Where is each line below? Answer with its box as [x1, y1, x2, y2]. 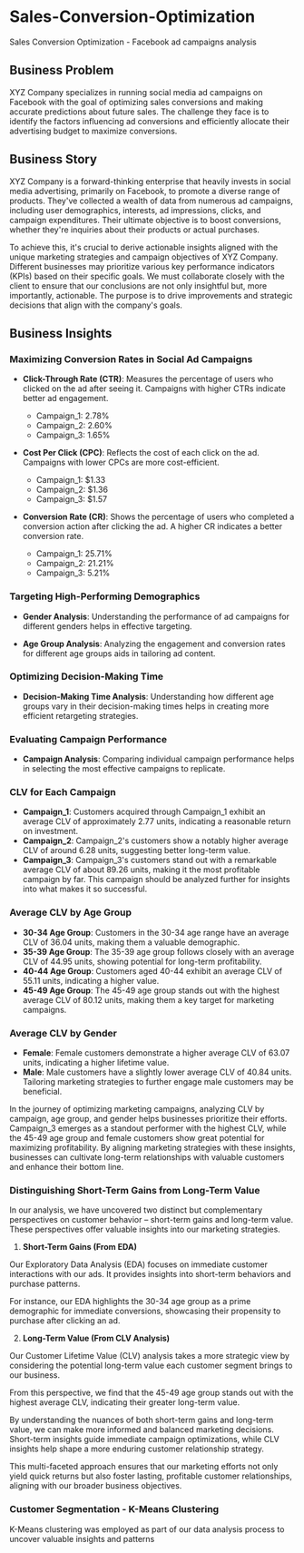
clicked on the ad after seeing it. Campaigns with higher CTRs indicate [22, 383, 286, 394]
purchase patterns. [9, 1278, 81, 1290]
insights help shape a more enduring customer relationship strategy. [9, 1443, 265, 1454]
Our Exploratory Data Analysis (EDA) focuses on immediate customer [9, 1259, 268, 1270]
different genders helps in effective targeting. [22, 620, 192, 632]
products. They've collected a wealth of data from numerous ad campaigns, [9, 195, 293, 206]
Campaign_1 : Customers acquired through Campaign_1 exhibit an [22, 806, 266, 818]
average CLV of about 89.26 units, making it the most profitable [22, 864, 260, 875]
